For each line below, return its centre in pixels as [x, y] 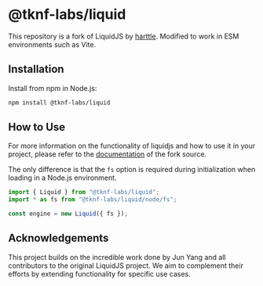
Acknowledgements [58, 238]
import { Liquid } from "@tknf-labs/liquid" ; [84, 192]
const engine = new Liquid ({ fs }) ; [68, 214]
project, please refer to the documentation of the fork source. [107, 154]
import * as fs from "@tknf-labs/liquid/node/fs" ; [93, 200]
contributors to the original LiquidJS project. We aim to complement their [126, 266]
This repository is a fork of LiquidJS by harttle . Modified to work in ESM [124, 36]
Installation [36, 70]
